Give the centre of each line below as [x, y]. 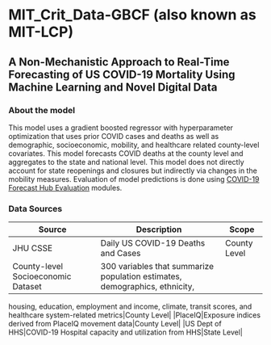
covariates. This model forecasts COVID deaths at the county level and [126, 153]
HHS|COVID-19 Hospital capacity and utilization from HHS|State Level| [126, 332]
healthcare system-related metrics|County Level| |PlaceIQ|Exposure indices [134, 315]
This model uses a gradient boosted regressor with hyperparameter [121, 128]
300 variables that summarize [157, 267]
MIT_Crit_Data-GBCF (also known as [132, 15]
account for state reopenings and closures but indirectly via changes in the [133, 170]
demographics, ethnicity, [148, 287]
